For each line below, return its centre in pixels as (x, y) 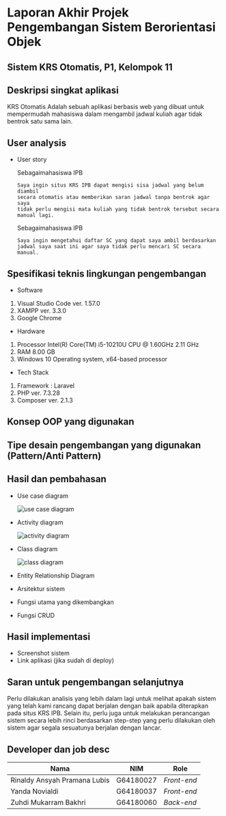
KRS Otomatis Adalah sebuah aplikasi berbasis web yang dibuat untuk (106, 107)
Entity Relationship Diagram (56, 575)
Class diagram (37, 549)
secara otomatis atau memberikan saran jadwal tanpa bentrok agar (113, 197)
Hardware (31, 331)
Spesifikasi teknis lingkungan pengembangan (107, 273)
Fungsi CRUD (36, 615)
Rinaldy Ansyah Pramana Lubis (60, 780)
